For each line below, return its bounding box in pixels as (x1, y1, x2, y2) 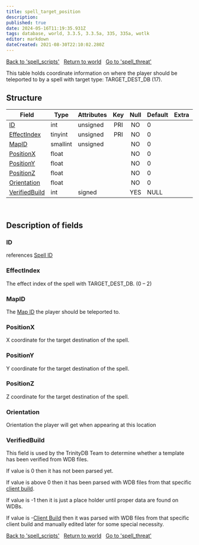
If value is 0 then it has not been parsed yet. (6, 467, 114, 474)
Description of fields (6, 221, 84, 231)
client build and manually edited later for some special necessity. (6, 521, 165, 528)
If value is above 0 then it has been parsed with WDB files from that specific (6, 479, 191, 486)
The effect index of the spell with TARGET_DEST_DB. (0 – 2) (6, 280, 152, 287)
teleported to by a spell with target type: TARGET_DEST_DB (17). (6, 75, 163, 83)
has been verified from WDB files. (6, 456, 89, 463)
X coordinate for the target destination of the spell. (6, 336, 130, 344)
